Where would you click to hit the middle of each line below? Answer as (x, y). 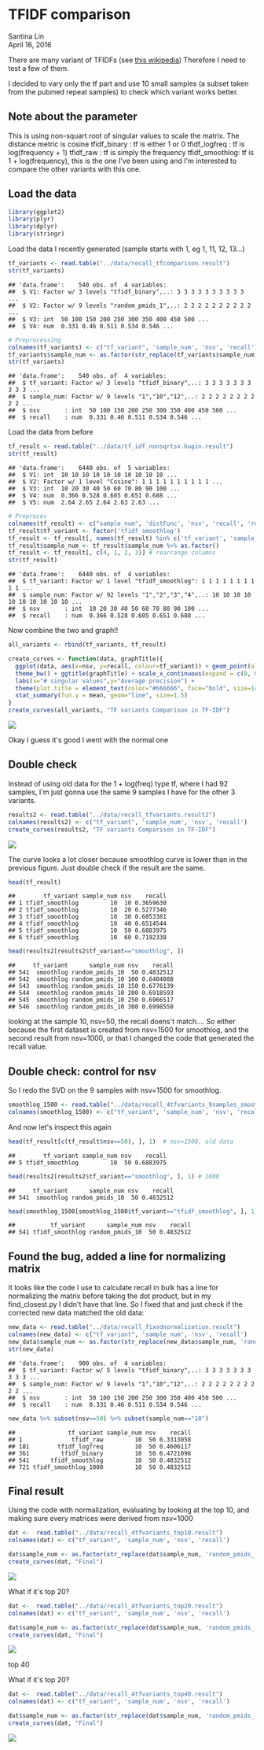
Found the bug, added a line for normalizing (117, 1256)
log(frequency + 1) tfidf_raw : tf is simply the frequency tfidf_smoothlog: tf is (131, 152)
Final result (36, 1491)
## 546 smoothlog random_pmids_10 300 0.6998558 (91, 1007)
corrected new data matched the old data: (76, 1313)
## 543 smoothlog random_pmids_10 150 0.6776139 (91, 986)
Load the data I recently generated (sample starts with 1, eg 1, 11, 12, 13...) (126, 249)
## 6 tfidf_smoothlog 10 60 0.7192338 (88, 938)
